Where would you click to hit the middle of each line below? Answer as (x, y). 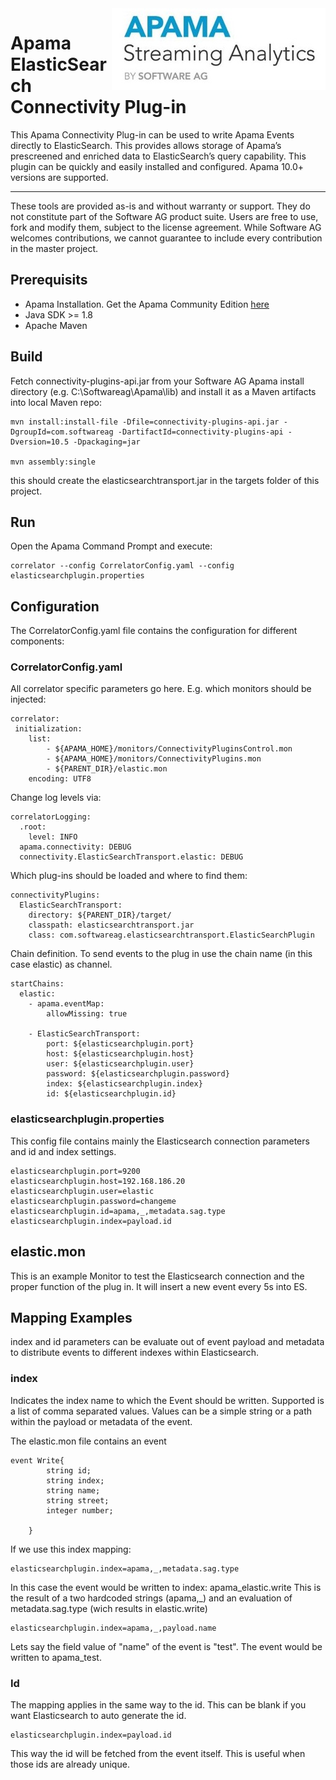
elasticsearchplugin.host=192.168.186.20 (98, 1181)
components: (37, 641)
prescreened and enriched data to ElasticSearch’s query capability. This (158, 156)
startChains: (37, 984)
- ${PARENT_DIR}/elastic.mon (107, 769)
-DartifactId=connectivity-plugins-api (200, 432)
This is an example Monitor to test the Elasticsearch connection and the (157, 1276)
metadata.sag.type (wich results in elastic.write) (109, 1608)
